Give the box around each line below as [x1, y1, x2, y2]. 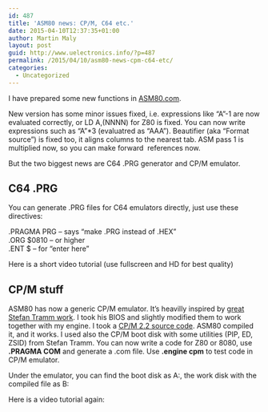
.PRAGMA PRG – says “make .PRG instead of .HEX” [8, 227, 177, 236]
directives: [8, 212, 43, 221]
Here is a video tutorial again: [8, 394, 106, 405]
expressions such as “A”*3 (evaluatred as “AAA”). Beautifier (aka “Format [8, 126, 250, 135]
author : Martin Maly [8, 34, 78, 42]
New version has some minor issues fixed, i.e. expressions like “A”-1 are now [8, 109, 260, 119]
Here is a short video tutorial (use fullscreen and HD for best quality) [8, 260, 234, 269]
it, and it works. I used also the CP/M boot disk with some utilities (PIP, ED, [8, 329, 254, 339]
